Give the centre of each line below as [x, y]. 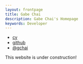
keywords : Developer [26, 23]
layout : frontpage [24, 10]
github [19, 43]
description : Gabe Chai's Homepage [42, 19]
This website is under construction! [41, 58]
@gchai [20, 48]
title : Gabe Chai [23, 14]
